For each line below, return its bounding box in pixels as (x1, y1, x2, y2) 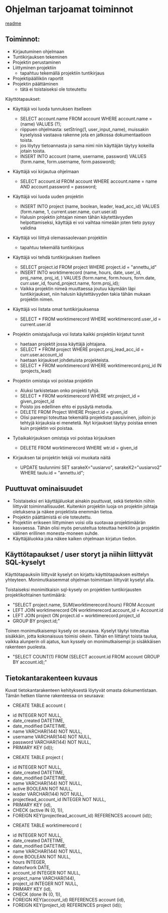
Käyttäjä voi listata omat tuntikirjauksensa (12, 306, 99, 312)
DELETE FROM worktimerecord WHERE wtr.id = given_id (20, 445, 138, 451)
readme (5, 20, 22, 26)
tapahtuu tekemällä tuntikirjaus (20, 244, 84, 250)
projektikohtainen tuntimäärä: (5, 592, 67, 598)
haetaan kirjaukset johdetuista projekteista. (20, 357, 110, 363)
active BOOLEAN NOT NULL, (12, 786, 73, 792)
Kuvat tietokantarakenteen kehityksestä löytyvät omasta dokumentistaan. (5, 687, 158, 693)
